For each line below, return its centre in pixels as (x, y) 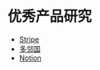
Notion (30, 58)
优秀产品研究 (50, 16)
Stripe (29, 39)
